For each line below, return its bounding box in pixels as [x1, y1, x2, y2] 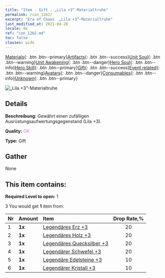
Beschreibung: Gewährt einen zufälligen [5, 113, 89, 119]
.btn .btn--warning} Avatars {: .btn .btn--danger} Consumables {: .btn [5, 70, 143, 76]
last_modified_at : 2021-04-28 [5, 21, 68, 27]
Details [5, 100, 27, 108]
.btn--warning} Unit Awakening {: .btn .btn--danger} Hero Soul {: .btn [5, 59, 143, 65]
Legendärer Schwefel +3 [42, 248, 101, 255]
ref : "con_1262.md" [5, 31, 46, 36]
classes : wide [5, 40, 35, 45]
